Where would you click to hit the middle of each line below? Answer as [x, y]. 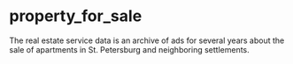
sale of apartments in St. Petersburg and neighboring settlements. [129, 49]
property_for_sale [76, 16]
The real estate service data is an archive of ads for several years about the [147, 40]
